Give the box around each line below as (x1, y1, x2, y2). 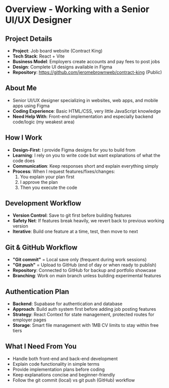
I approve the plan (20, 179, 58, 185)
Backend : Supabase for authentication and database (12, 301, 123, 307)
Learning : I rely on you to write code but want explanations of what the (12, 152, 160, 158)
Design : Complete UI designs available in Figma (12, 64, 112, 70)
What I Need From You (5, 342, 77, 351)
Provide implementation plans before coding (12, 366, 105, 372)
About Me (5, 84, 37, 92)
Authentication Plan (5, 287, 70, 296)
